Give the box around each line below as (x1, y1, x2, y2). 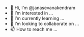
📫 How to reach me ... (10, 26, 58, 32)
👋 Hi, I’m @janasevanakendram (10, 5, 75, 10)
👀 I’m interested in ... (10, 10, 53, 16)
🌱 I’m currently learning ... (10, 15, 65, 21)
